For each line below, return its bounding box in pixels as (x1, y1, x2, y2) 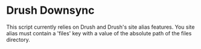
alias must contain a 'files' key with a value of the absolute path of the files (6, 29, 192, 36)
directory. (6, 36, 30, 43)
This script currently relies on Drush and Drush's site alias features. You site (6, 23, 195, 30)
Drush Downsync (6, 4, 95, 17)
